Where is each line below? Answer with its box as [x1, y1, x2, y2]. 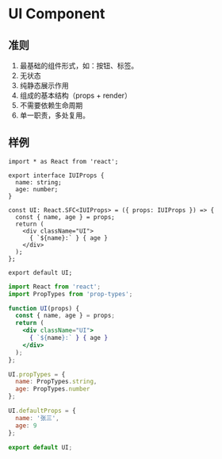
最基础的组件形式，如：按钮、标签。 [19, 61, 139, 70]
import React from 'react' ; [8, 283, 101, 291]
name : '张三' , [15, 414, 59, 422]
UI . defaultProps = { [8, 407, 77, 415]
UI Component [8, 5, 105, 23]
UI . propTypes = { [8, 370, 66, 378]
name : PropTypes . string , [15, 378, 98, 386]
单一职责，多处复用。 [19, 110, 90, 120]
